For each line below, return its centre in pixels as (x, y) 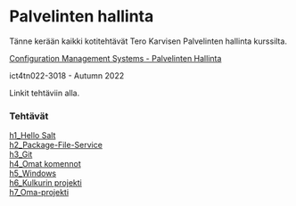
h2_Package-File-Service (56, 145)
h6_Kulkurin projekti (45, 183)
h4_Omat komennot (45, 164)
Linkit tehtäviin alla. (45, 93)
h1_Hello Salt (33, 136)
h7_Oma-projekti (39, 193)
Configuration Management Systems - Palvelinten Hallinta (115, 58)
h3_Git (21, 154)
